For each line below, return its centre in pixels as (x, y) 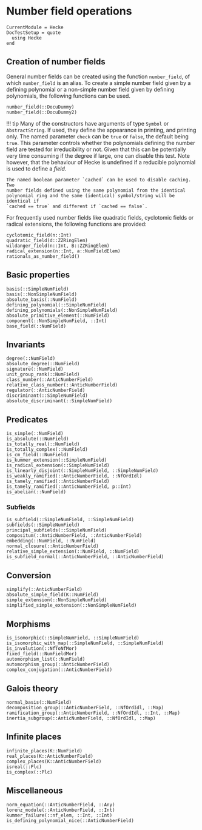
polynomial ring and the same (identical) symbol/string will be (90, 195)
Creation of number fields (56, 62)
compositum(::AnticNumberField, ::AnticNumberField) (74, 536)
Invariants (26, 344)
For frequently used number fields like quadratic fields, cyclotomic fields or (100, 217)
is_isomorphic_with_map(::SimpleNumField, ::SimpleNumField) (85, 643)
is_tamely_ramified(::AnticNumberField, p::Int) (69, 487)
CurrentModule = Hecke (35, 27)
